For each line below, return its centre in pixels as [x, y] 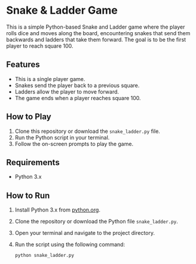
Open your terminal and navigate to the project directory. [85, 233]
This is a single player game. [50, 79]
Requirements [33, 162]
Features [23, 65]
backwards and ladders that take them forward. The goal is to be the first [96, 39]
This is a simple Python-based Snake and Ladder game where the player [96, 27]
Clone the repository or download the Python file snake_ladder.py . [96, 222]
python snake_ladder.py [45, 256]
